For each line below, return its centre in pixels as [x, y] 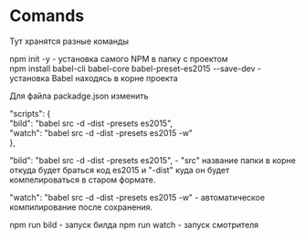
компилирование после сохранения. [81, 207]
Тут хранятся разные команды [69, 41]
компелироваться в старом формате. [83, 180]
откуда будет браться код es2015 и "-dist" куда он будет [120, 170]
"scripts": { [30, 113]
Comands [47, 16]
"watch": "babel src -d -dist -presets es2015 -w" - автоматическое [137, 197]
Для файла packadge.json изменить [79, 96]
